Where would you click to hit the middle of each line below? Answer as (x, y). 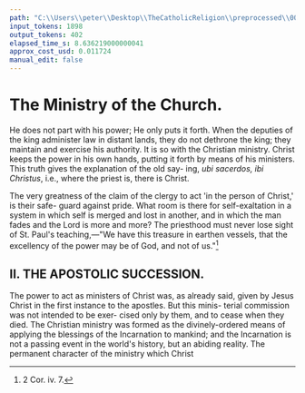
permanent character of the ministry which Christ (102, 354)
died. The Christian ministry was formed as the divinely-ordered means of (148, 325)
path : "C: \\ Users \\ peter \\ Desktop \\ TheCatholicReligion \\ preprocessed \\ (150, 18)
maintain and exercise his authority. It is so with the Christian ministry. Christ (152, 149)
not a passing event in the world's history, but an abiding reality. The (138, 344)
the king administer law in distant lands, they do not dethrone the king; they (150, 139)
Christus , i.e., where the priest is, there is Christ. (99, 178)
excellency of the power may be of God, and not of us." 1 (114, 244)
